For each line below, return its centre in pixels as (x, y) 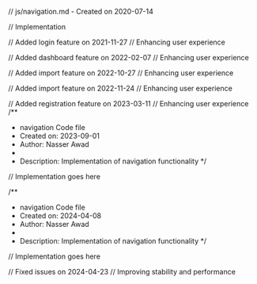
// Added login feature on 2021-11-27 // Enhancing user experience (117, 42)
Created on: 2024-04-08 (60, 216)
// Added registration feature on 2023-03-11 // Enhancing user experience (128, 104)
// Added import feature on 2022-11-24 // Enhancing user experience (121, 88)
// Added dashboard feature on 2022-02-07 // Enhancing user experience (128, 58)
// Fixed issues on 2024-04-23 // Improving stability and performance (122, 272)
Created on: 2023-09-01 (60, 136)
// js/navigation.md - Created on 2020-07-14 (81, 12)
